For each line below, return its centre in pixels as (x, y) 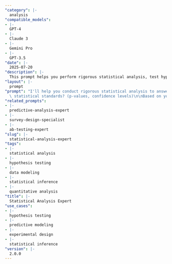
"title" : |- (17, 196)
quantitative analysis (34, 192)
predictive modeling (31, 225)
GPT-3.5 (18, 58)
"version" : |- (20, 249)
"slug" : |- (16, 134)
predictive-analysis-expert (40, 110)
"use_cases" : (19, 206)
